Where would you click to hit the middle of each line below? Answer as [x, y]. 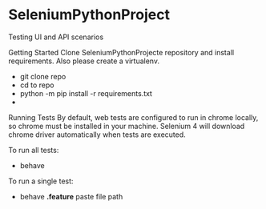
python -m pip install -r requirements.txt [86, 93]
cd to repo [37, 85]
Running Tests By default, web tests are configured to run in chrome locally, [133, 117]
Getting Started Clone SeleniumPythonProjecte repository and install [121, 52]
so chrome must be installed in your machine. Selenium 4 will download [127, 126]
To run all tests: [34, 150]
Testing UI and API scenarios [56, 37]
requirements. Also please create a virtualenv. [84, 61]
